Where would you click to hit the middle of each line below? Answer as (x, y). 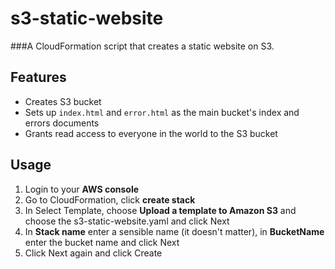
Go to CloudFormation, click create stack (110, 199)
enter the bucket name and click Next (102, 242)
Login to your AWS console (82, 189)
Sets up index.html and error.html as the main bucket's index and (162, 112)
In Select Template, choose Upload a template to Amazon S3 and (160, 210)
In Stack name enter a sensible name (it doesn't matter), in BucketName (174, 231)
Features (38, 77)
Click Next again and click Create (93, 253)
